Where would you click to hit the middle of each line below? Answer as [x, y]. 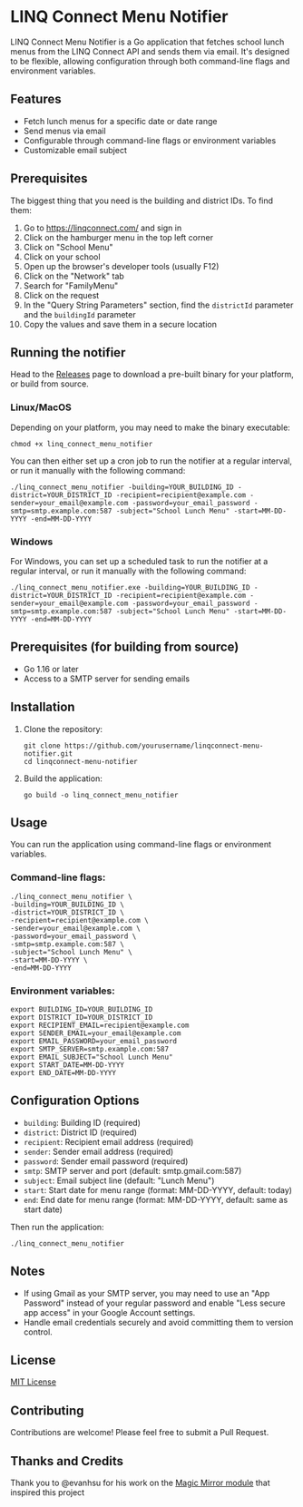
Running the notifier [68, 352]
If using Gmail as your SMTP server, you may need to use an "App [147, 1293]
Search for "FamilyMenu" [71, 285]
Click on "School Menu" [68, 247]
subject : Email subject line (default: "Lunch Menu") [119, 1180]
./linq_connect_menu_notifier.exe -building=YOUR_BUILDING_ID [130, 587]
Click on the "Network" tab [74, 276]
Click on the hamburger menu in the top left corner [118, 237]
